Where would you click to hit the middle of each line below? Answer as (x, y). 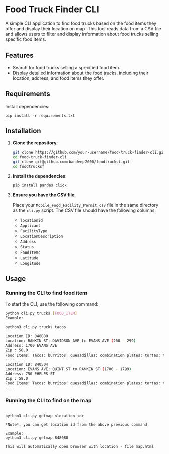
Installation (23, 131)
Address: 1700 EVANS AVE (31, 345)
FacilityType (34, 231)
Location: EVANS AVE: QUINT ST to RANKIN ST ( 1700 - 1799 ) (68, 369)
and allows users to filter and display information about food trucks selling (82, 34)
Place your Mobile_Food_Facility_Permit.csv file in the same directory (86, 205)
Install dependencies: (27, 106)
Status (27, 247)
